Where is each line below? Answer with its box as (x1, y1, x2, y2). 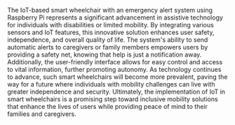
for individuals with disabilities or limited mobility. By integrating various (7, 21, 214, 29)
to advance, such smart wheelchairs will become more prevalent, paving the (7, 73, 228, 81)
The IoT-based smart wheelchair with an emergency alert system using (7, 6, 213, 14)
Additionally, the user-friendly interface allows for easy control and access (7, 58, 223, 66)
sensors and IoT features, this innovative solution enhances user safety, (7, 28, 215, 36)
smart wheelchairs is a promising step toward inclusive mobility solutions (7, 95, 219, 103)
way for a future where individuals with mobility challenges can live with (7, 80, 215, 88)
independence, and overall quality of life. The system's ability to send (7, 36, 208, 44)
